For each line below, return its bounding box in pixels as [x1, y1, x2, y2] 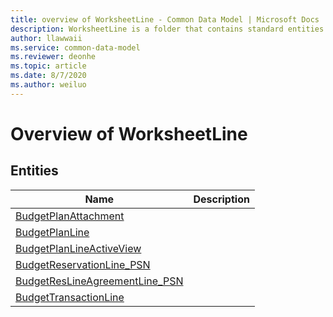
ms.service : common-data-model [10, 42, 141, 53]
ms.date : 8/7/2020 [10, 71, 87, 81]
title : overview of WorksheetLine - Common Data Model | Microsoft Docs [10, 14, 320, 25]
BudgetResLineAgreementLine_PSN [15, 274, 184, 288]
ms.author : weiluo [10, 80, 87, 90]
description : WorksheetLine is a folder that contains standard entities [10, 24, 325, 34]
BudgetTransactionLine [15, 290, 125, 304]
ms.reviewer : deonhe [10, 52, 97, 62]
